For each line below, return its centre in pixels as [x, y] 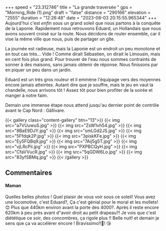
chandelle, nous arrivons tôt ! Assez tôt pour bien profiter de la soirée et [79, 90]
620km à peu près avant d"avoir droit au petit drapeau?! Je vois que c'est [81, 213]
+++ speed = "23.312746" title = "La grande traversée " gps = [69, 7]
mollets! [150, 202]
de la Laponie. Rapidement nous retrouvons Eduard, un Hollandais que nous [83, 28]
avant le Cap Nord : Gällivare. [35, 110]
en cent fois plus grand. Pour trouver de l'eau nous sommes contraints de [81, 59]
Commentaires [29, 173]
